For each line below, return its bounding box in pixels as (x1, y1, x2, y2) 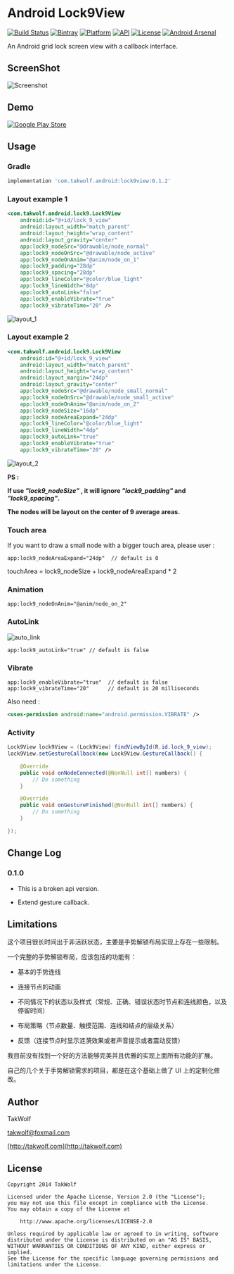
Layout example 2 (7, 332, 70, 342)
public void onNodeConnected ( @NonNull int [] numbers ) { (20, 769, 188, 776)
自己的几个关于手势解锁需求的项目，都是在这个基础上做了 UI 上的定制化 (7, 1066, 214, 1075)
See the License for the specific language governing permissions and (7, 1255, 219, 1262)
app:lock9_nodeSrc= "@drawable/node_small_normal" (20, 387, 169, 395)
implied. (7, 1249, 33, 1256)
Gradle (7, 161, 31, 171)
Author (7, 1096, 39, 1108)
